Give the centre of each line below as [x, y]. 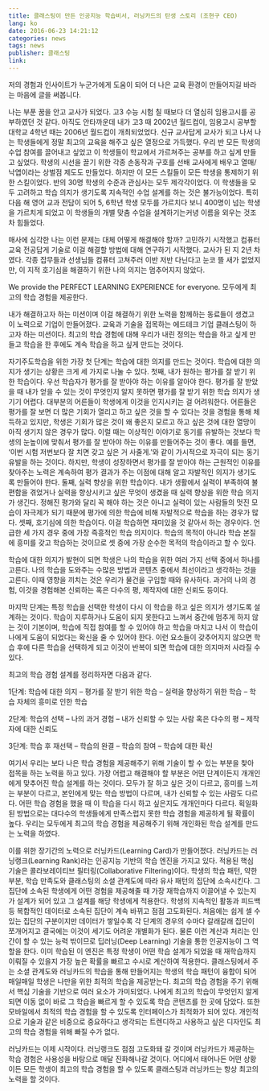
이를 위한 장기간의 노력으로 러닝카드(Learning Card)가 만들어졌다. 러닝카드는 [129, 850]
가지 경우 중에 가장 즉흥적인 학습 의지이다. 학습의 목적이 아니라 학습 [137, 532]
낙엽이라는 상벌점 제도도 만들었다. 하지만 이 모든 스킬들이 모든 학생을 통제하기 [129, 172]
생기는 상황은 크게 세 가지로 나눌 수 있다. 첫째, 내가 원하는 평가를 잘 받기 [135, 371]
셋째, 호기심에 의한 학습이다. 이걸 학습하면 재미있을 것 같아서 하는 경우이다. [135, 522]
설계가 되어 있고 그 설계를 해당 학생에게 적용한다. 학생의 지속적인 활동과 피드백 [139, 901]
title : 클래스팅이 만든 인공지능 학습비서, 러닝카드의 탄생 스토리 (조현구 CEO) [123, 16]
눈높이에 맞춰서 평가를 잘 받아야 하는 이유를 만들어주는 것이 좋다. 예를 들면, [140, 442]
